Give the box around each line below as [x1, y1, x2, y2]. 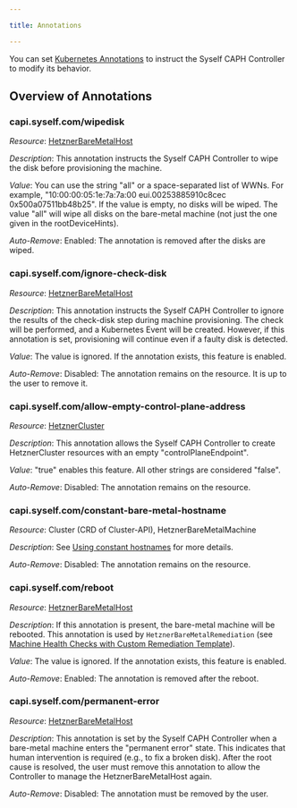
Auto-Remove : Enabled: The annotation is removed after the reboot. [9, 673, 259, 684]
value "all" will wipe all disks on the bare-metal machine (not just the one [9, 208, 277, 219]
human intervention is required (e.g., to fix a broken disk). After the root [9, 752, 272, 762]
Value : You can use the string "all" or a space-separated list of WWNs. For [9, 180, 284, 191]
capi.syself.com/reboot [9, 582, 115, 594]
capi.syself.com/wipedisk [9, 115, 125, 128]
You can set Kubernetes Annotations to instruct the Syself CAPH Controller [9, 53, 285, 64]
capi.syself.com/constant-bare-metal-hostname [9, 504, 226, 516]
